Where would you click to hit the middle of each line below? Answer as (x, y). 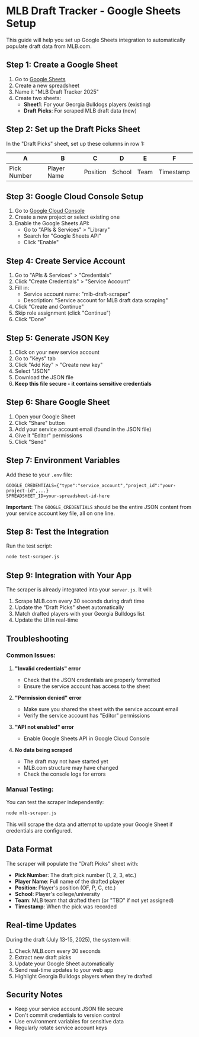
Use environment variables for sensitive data (69, 1022)
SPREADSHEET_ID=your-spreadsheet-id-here (58, 496)
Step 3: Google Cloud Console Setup (75, 196)
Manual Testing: (30, 789)
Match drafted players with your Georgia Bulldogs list (80, 614)
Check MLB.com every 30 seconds (57, 951)
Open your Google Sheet (45, 417)
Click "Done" (31, 319)
